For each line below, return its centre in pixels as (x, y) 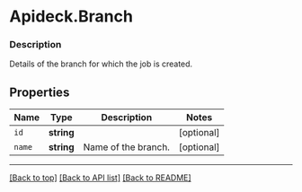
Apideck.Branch (71, 17)
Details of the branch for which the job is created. (101, 64)
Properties (40, 92)
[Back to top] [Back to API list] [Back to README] (100, 178)
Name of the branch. (127, 147)
